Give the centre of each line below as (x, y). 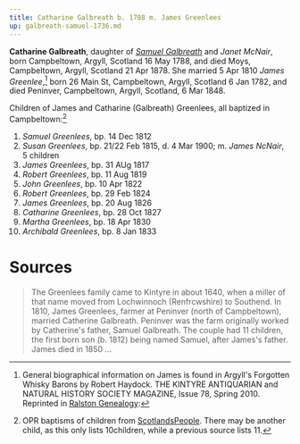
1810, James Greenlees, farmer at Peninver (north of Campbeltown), (156, 311)
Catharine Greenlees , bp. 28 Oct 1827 (92, 212)
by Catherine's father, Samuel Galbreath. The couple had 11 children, (157, 330)
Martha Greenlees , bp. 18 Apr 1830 (87, 222)
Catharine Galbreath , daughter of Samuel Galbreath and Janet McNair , (142, 51)
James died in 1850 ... (71, 348)
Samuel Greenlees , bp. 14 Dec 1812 (87, 136)
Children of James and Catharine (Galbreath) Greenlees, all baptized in (140, 108)
